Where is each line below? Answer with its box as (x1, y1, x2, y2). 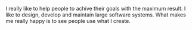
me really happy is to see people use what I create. (5, 18, 131, 24)
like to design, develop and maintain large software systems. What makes (5, 11, 186, 18)
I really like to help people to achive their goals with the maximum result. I (5, 5, 186, 12)
